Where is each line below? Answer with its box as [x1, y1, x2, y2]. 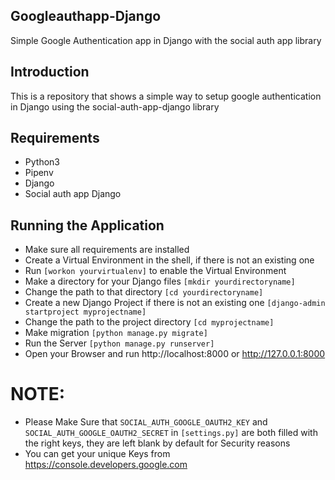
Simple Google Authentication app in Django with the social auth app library [10, 34, 322, 46]
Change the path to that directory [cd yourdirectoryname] [24, 286, 264, 298]
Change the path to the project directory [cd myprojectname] [24, 316, 275, 328]
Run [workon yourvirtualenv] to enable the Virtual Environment [24, 265, 287, 277]
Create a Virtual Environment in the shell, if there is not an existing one [24, 254, 315, 266]
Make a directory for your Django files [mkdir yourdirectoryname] [24, 275, 296, 288]
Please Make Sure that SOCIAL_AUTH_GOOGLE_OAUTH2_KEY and [24, 416, 268, 428]
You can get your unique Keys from [24, 448, 171, 460]
